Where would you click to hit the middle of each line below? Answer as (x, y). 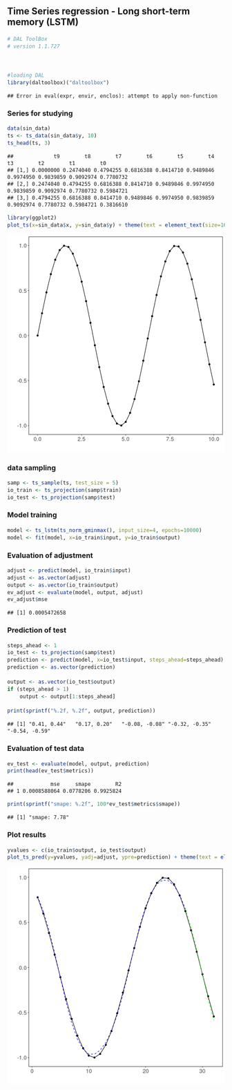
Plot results (27, 835)
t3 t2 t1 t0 (57, 163)
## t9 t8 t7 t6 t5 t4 (111, 156)
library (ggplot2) (32, 218)
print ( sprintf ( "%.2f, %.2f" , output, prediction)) (81, 711)
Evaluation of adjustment (50, 555)
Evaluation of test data (46, 749)
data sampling (32, 468)
